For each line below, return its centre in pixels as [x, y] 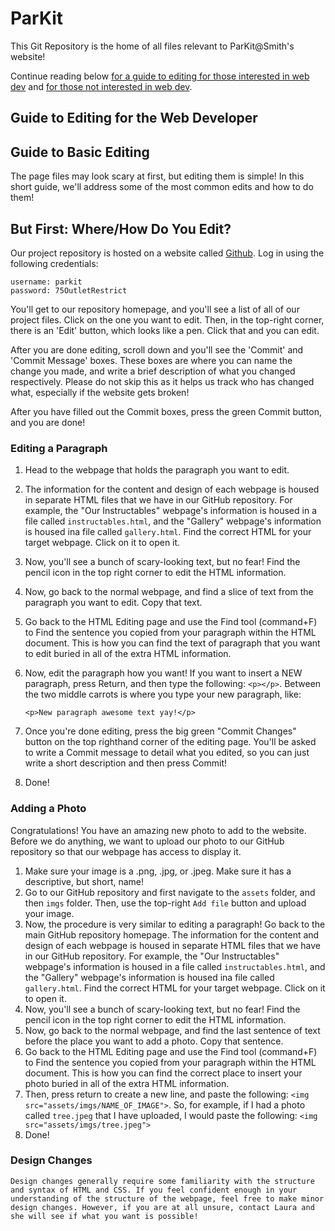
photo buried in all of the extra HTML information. [127, 1083]
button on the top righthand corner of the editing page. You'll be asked [170, 742]
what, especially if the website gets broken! [100, 392]
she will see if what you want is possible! [104, 1216]
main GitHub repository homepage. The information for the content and [172, 934]
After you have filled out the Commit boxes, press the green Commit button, [166, 411]
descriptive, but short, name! [84, 881]
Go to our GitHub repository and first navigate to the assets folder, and [170, 892]
